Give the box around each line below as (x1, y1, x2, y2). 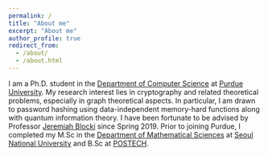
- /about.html (15, 57, 63, 65)
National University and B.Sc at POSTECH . (8, 138, 149, 148)
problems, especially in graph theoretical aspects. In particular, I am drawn (8, 96, 256, 105)
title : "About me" (8, 19, 70, 27)
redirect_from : (8, 42, 60, 50)
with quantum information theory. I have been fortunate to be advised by (8, 113, 249, 122)
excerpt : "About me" (8, 27, 78, 35)
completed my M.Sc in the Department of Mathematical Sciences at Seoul (8, 129, 254, 139)
